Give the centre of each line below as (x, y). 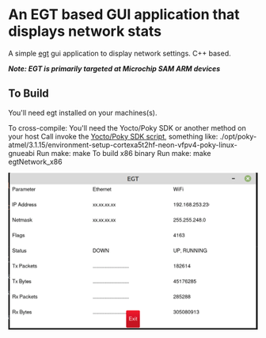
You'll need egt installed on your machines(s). (83, 112)
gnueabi (22, 153)
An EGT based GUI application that (124, 15)
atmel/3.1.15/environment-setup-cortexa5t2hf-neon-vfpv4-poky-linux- (123, 145)
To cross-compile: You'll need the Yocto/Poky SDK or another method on (127, 127)
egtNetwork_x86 (35, 161)
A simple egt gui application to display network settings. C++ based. (120, 53)
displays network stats (85, 31)
